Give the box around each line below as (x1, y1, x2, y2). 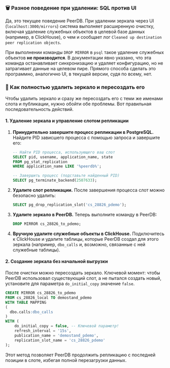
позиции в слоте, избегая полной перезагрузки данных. (5, 357, 127, 363)
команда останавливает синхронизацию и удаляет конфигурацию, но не (5, 60, 163, 66)
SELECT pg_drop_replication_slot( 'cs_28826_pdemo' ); (12, 203, 127, 208)
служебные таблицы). (12, 246, 60, 253)
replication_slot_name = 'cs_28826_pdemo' (14, 337, 106, 343)
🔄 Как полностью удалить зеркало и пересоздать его (5, 83, 145, 91)
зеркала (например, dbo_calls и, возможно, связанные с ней (12, 241, 146, 247)
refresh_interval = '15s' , (14, 328, 72, 333)
